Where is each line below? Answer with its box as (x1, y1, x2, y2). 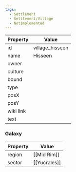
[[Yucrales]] (33, 159, 61, 166)
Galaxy (5, 130, 22, 137)
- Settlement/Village (9, 16, 54, 21)
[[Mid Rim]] (33, 151, 60, 158)
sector (7, 159, 22, 166)
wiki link (7, 108, 26, 115)
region (7, 151, 22, 158)
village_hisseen (33, 44, 69, 51)
